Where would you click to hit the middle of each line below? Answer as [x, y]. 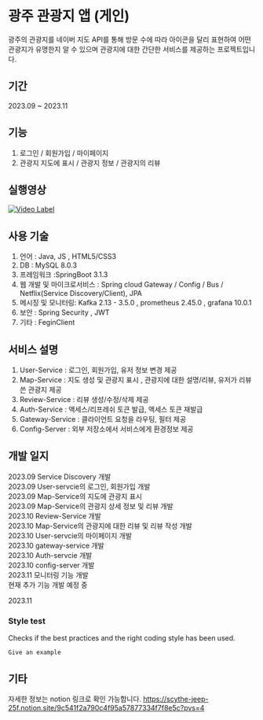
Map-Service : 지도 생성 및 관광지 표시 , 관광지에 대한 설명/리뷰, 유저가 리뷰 [135, 380]
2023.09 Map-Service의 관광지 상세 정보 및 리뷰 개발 [91, 506]
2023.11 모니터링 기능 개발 [48, 574]
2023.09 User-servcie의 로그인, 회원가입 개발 [79, 486]
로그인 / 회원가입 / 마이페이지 [64, 153]
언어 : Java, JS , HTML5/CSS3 [68, 257]
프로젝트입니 [236, 49]
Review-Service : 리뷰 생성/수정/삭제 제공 [84, 399]
